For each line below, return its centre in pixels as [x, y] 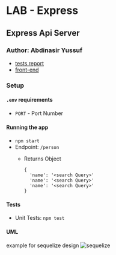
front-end [27, 70]
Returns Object [42, 159]
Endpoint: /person [37, 147]
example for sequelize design [43, 245]
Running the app [27, 127]
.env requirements [29, 100]
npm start [27, 141]
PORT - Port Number [39, 113]
